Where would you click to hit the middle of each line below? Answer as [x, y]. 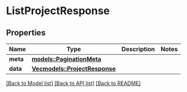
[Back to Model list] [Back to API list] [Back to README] [74, 83]
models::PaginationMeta [66, 59]
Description [138, 49]
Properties [26, 33]
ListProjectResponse [58, 11]
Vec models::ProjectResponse [74, 69]
